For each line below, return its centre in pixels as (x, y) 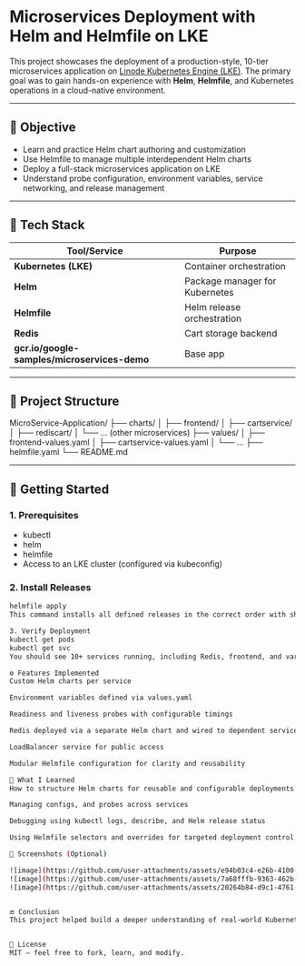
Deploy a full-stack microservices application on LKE (121, 168)
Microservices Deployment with (133, 17)
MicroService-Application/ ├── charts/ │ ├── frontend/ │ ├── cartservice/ (151, 423)
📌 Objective (43, 128)
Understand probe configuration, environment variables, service (143, 178)
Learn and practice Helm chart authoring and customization (134, 149)
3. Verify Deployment (50, 631)
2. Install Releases (50, 587)
